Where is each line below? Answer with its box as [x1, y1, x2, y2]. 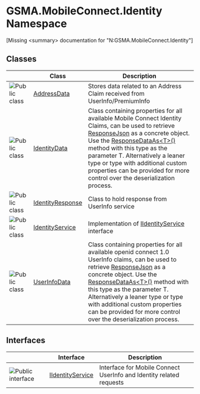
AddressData [33, 89, 70, 97]
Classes [6, 54, 37, 64]
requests [99, 378, 124, 386]
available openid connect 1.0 [88, 248, 170, 256]
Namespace [6, 17, 67, 30]
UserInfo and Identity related [99, 371, 180, 379]
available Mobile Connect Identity [88, 114, 182, 122]
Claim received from [88, 89, 145, 97]
